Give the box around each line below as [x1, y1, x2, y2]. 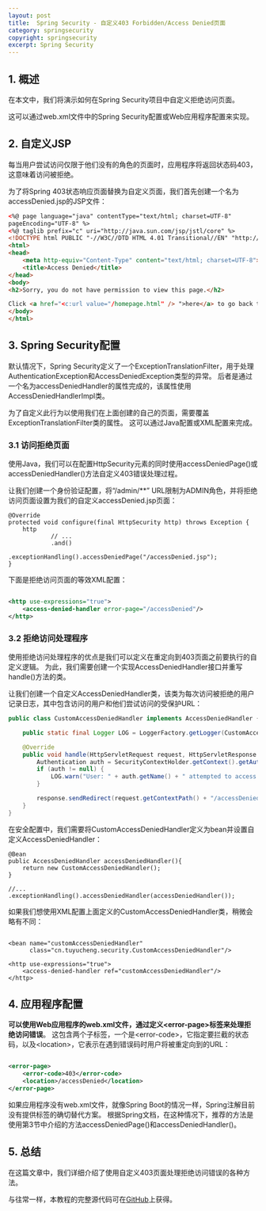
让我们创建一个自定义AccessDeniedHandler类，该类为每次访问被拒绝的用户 [8, 689, 255, 698]
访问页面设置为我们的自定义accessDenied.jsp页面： [8, 496, 177, 506]
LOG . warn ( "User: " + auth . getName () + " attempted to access [50, 773, 257, 781]
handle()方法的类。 [8, 672, 70, 682]
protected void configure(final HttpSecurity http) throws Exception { [8, 518, 249, 527]
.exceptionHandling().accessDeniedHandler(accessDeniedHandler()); [8, 892, 236, 900]
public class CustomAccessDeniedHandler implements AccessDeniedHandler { [8, 715, 260, 723]
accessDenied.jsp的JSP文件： [8, 196, 107, 206]
